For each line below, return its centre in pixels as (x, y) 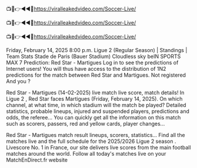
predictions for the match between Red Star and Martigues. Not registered (96, 75)
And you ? (18, 81)
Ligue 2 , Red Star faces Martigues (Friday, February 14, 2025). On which (94, 99)
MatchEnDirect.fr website (37, 160)
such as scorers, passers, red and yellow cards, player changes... (86, 124)
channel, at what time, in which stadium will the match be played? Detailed (96, 105)
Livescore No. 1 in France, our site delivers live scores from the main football (98, 148)
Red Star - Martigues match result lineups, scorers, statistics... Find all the (96, 135)
